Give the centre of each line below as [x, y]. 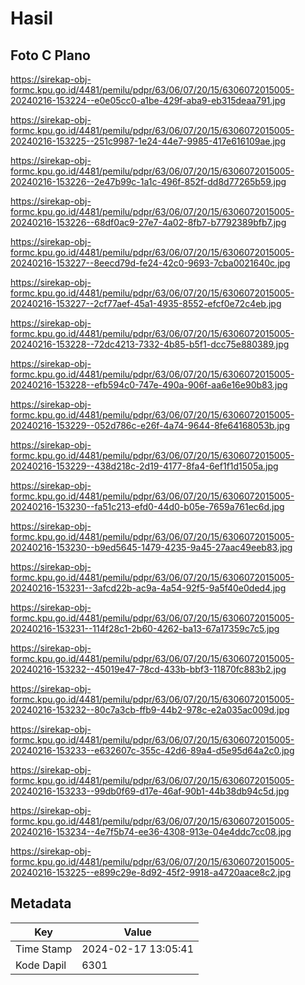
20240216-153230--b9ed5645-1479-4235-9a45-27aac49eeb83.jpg [151, 547]
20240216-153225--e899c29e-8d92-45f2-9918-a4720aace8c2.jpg [151, 872]
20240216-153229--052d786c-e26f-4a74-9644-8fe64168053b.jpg [150, 425]
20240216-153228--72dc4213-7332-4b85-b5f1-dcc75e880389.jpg [150, 344]
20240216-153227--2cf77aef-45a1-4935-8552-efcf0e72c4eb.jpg [146, 303]
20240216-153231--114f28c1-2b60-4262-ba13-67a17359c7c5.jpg [145, 628]
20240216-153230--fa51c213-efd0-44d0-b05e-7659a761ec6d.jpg [147, 506]
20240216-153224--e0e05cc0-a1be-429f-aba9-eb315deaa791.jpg [148, 100]
